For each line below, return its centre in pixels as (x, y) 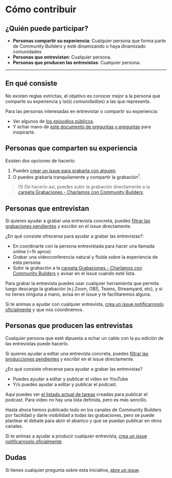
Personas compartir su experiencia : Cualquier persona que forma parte (89, 41)
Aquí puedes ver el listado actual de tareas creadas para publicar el (77, 394)
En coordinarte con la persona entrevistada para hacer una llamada (84, 246)
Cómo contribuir (41, 9)
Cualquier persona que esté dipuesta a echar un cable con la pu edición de (84, 338)
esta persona (27, 262)
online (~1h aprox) (32, 252)
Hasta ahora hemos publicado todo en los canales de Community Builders (83, 410)
